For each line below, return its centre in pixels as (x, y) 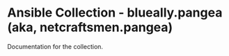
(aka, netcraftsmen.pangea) (90, 27)
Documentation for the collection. (55, 46)
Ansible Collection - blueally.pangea (115, 13)
